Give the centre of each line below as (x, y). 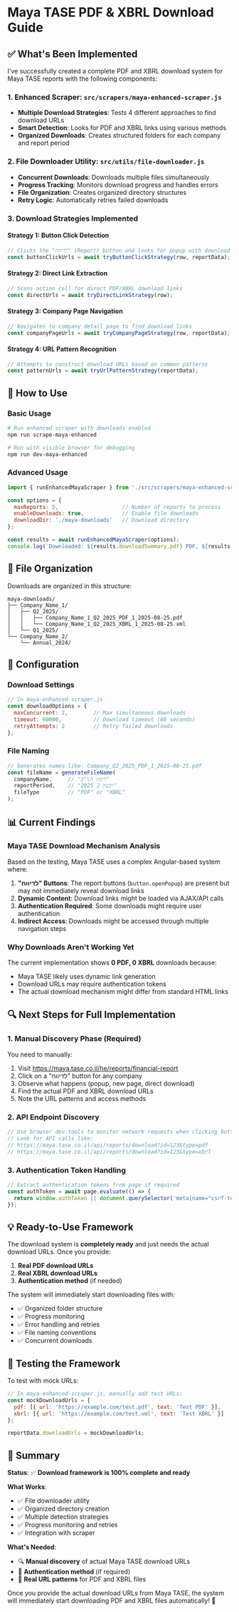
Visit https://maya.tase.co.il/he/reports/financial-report (98, 1068)
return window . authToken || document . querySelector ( (94, 1198)
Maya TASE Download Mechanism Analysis (84, 846)
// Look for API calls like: (51, 1138)
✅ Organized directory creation (63, 1509)
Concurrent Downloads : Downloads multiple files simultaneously (113, 177)
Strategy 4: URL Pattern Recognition (62, 349)
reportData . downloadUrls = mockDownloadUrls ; (76, 1433)
